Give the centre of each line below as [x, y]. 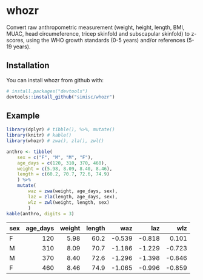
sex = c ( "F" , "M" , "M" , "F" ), [55, 157]
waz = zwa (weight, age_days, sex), [73, 191]
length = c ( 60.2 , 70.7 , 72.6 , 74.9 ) [64, 174]
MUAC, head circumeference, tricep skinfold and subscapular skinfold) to [98, 33]
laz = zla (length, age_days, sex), [73, 197]
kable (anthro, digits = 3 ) [40, 213]
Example [23, 116]
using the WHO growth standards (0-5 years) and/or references [106, 40]
